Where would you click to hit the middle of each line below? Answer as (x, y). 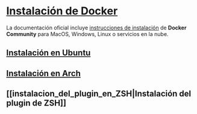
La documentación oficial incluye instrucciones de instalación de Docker (96, 28)
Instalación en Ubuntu (48, 53)
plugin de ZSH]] (36, 103)
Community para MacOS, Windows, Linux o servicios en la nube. (87, 34)
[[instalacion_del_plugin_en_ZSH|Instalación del (99, 94)
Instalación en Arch (44, 73)
